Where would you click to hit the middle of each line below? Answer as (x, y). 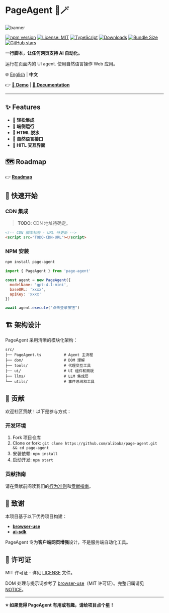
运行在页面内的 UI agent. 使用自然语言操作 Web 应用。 (62, 63)
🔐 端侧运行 (23, 126)
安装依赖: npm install (35, 454)
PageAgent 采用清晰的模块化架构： (41, 340)
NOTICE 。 (16, 590)
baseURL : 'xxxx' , (28, 289)
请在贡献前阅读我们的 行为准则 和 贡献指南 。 (49, 486)
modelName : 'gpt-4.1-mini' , (39, 285)
